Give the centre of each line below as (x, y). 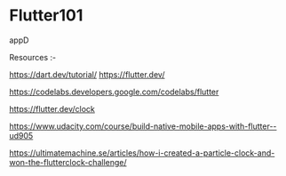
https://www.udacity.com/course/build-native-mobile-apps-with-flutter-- (143, 126)
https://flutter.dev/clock (52, 108)
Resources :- (33, 57)
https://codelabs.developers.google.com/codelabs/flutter (114, 92)
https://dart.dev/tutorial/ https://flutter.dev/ (87, 74)
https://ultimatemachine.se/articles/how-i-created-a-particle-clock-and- (142, 153)
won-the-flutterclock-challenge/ (68, 162)
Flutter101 (46, 16)
